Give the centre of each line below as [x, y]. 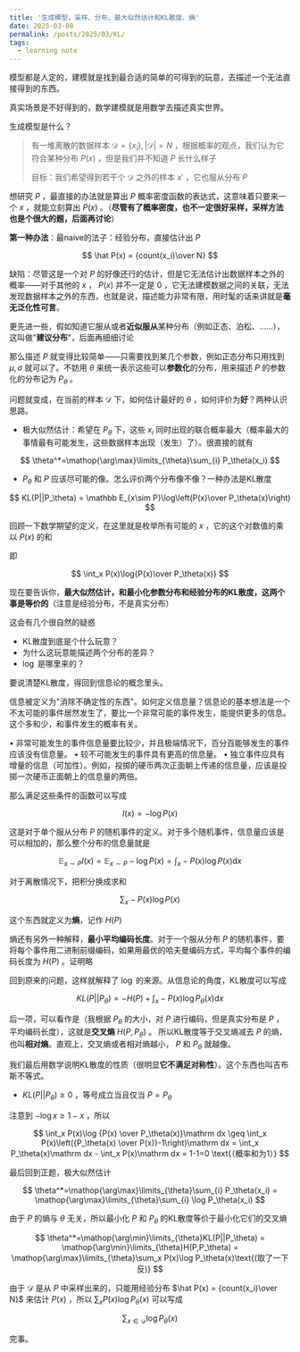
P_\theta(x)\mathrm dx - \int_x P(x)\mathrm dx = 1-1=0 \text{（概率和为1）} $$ [150, 1153]
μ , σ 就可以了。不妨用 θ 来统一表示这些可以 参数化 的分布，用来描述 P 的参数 [147, 367]
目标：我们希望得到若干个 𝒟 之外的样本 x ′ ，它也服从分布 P [139, 177]
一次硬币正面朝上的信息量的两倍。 [79, 777]
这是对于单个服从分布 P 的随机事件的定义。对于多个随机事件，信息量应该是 [147, 832]
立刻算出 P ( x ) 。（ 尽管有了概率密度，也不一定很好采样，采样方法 [166, 207]
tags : [19, 42]
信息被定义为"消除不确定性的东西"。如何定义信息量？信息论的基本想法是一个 [150, 701]
